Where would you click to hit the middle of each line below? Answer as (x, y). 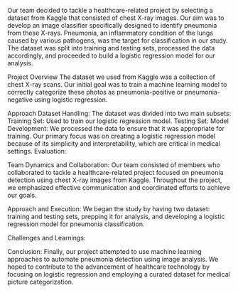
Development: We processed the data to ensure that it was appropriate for (116, 128)
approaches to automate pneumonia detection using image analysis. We (113, 259)
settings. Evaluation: (37, 151)
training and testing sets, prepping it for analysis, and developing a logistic (116, 217)
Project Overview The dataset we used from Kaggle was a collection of (111, 77)
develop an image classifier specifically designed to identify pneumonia (112, 25)
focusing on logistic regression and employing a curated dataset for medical (119, 274)
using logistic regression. (71, 100)
